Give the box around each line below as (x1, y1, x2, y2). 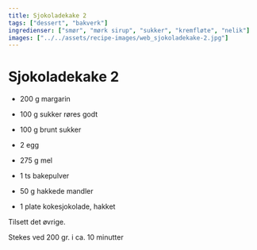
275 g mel (19, 156, 53, 165)
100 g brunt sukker (19, 125, 82, 135)
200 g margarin (19, 94, 71, 104)
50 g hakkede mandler (19, 187, 94, 196)
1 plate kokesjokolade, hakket (19, 202, 116, 211)
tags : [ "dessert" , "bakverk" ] (8, 19, 109, 27)
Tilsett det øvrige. (8, 217, 66, 227)
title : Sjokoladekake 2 (8, 11, 87, 20)
